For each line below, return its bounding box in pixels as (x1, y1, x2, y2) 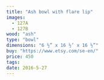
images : (6, 14, 26, 20)
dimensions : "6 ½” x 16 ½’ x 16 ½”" (6, 43, 99, 49)
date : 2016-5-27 (6, 64, 47, 71)
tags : (6, 59, 20, 65)
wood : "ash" (6, 31, 36, 37)
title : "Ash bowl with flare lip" (6, 8, 94, 15)
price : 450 (6, 54, 34, 60)
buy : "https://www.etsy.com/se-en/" (6, 48, 99, 54)
